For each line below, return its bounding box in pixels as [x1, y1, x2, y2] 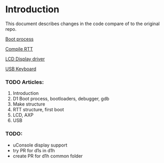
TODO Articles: [5, 78, 44, 86]
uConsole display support [12, 142, 68, 148]
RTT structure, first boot [12, 107, 64, 113]
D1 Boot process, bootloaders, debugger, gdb [12, 96, 110, 102]
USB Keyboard [5, 66, 37, 72]
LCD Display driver [5, 55, 45, 62]
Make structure [12, 101, 45, 107]
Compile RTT [5, 46, 33, 52]
